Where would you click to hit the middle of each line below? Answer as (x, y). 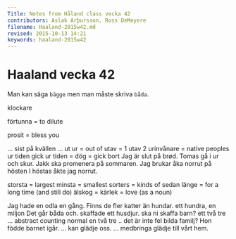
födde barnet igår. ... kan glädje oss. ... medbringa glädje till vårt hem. (108, 228)
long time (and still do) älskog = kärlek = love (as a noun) (90, 192)
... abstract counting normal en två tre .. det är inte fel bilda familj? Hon (110, 221)
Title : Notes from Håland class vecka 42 (69, 14)
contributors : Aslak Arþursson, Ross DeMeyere (77, 20)
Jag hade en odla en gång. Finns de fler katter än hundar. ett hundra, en (112, 206)
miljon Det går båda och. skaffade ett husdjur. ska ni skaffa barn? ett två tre (117, 213)
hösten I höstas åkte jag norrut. (52, 171)
